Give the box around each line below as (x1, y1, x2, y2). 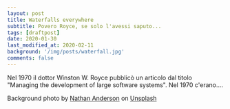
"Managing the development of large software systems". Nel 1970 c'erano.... (7, 80, 224, 89)
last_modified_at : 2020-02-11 (7, 42, 94, 49)
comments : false (7, 55, 54, 62)
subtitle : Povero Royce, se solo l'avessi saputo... (7, 23, 162, 29)
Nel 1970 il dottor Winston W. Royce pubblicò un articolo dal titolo (7, 73, 193, 82)
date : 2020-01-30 (7, 36, 57, 43)
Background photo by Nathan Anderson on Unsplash (7, 94, 157, 102)
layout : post (7, 10, 45, 17)
